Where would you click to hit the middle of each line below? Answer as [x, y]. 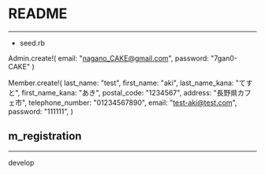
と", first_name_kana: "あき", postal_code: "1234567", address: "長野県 [123, 92]
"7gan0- [224, 58]
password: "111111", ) [41, 111]
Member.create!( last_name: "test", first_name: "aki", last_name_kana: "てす [131, 83]
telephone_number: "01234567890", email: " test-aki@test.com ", [133, 102]
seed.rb [32, 43]
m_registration [45, 136]
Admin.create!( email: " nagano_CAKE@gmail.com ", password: [108, 58]
